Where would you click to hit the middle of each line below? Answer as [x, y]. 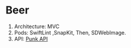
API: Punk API [31, 39]
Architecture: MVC [37, 26]
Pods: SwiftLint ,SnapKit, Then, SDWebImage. [70, 32]
